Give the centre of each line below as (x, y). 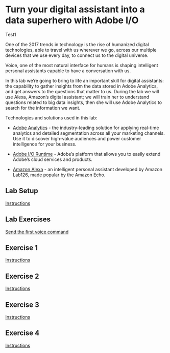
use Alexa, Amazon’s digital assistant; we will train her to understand (77, 97)
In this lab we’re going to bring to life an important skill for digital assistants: (85, 80)
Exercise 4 (22, 333)
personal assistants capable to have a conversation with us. (68, 71)
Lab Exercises (28, 220)
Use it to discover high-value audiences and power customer (77, 138)
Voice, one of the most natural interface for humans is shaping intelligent (82, 65)
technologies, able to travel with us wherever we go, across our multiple (81, 50)
